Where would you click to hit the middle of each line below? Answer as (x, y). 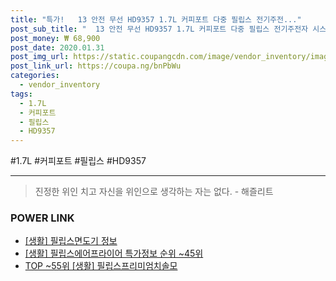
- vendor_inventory (60, 85)
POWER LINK (42, 218)
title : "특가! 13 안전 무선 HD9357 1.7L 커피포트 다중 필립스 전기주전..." (156, 19)
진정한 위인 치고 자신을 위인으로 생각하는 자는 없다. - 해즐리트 (154, 192)
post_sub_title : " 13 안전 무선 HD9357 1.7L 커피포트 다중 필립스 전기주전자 (159, 29)
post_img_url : (40, 57)
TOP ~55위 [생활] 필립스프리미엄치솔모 (101, 266)
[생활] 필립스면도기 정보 (71, 241)
